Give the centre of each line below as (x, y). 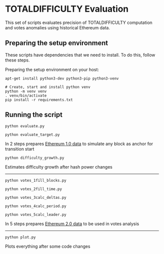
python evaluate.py (25, 126)
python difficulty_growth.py (35, 158)
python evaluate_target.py (32, 135)
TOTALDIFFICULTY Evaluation (67, 9)
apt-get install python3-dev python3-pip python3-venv (62, 78)
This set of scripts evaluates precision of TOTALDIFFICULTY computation (79, 22)
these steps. (18, 60)
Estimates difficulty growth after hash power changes (59, 167)
